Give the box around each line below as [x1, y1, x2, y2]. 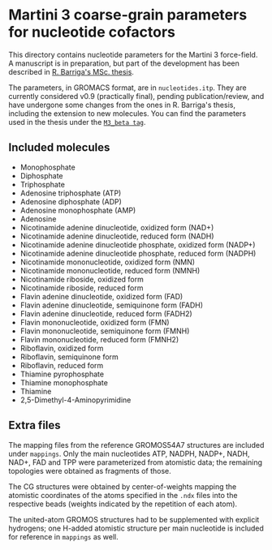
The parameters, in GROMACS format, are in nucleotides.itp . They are [8, 83, 247, 92]
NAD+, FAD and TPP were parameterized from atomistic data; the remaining [8, 457, 262, 467]
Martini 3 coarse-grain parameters [8, 6, 248, 24]
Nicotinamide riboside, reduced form [19, 282, 144, 293]
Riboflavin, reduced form [19, 360, 104, 370]
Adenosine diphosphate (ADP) [19, 196, 122, 206]
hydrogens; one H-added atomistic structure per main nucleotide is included [8, 523, 264, 533]
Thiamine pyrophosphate [19, 369, 104, 379]
